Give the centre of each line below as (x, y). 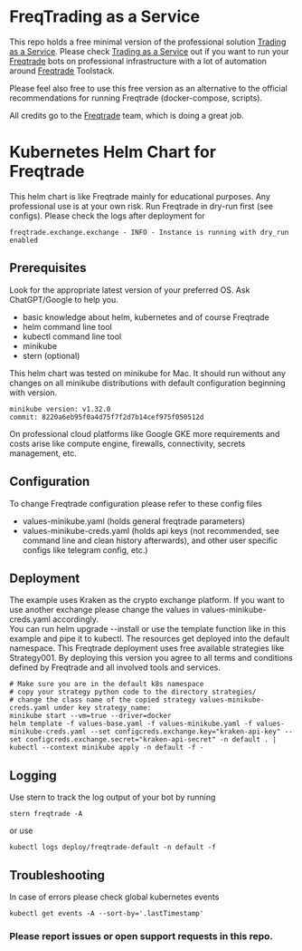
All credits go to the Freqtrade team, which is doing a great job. (127, 115)
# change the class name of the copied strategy (103, 700)
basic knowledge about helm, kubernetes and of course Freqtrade (146, 317)
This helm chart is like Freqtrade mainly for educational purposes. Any (140, 196)
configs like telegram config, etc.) (85, 549)
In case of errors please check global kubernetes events (114, 897)
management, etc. (43, 453)
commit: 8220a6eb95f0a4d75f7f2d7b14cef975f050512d (107, 417)
